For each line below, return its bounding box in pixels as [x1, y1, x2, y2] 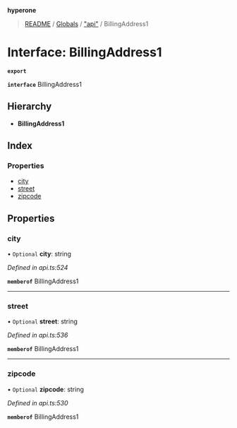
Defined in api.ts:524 [7, 263, 68, 272]
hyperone [7, 6, 37, 14]
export [7, 67, 27, 75]
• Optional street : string [7, 317, 78, 326]
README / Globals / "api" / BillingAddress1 [24, 20, 149, 28]
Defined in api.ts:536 [7, 331, 68, 340]
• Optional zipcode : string [7, 385, 85, 393]
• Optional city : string [7, 250, 72, 258]
